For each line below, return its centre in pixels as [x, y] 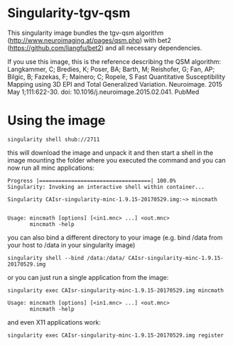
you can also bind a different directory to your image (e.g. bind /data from [115, 237]
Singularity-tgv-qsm [69, 13]
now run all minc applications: [51, 168]
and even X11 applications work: [54, 322]
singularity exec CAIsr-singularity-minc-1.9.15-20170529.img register [115, 335]
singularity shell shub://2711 [54, 139]
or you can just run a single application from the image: [88, 277]
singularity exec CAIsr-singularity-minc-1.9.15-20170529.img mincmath [115, 290]
